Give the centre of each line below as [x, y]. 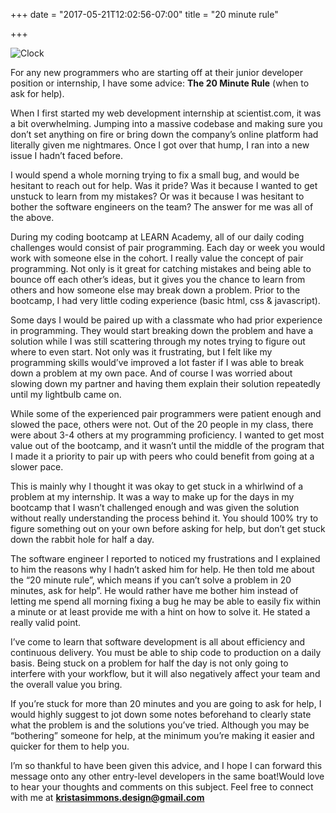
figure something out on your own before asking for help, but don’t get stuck [168, 528]
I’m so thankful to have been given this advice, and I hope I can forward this [166, 765]
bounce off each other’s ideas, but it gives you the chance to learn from [158, 279]
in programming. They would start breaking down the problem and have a [162, 330]
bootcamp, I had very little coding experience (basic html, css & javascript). [165, 300]
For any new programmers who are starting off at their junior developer [156, 72]
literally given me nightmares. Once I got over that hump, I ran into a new [160, 145]
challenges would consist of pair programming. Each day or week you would [168, 247]
